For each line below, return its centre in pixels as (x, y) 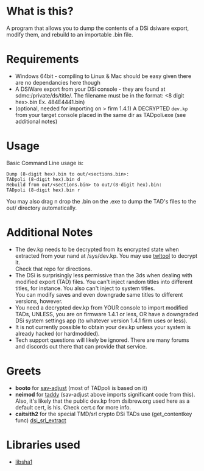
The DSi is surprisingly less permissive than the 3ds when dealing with (104, 275)
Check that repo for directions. (54, 269)
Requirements (43, 59)
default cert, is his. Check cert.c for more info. (73, 407)
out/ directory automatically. (42, 208)
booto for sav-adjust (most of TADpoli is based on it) (81, 388)
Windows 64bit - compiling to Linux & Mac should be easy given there (103, 76)
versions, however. (39, 301)
